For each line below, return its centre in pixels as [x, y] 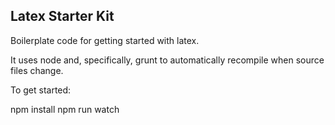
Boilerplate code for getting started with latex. [105, 40]
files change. [37, 70]
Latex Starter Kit [62, 16]
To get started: [41, 90]
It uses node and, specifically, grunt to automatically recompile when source [167, 60]
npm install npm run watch [65, 109]
